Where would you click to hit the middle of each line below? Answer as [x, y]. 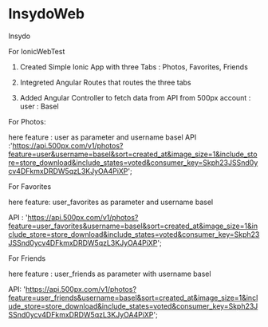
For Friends [27, 258]
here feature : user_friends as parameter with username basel [110, 274]
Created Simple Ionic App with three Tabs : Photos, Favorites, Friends [134, 67]
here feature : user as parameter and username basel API [102, 137]
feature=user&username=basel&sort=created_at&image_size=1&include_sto [133, 154]
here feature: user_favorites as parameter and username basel [111, 202]
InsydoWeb [47, 14]
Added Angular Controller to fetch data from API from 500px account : [135, 97]
